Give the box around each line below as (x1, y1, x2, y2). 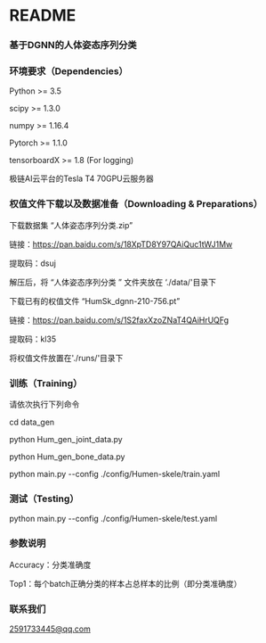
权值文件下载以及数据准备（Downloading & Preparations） (9, 198, 263, 210)
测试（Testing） (9, 492, 79, 505)
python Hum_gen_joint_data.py (9, 434, 123, 444)
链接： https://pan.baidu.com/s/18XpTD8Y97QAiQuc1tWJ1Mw (9, 238, 233, 250)
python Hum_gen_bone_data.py (9, 451, 125, 462)
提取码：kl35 (9, 334, 57, 344)
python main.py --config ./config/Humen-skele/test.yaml (9, 514, 218, 524)
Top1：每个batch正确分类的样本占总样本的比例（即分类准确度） (9, 578, 242, 589)
